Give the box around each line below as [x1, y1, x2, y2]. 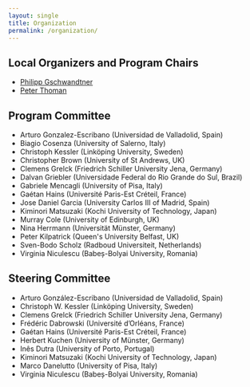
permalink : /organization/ [8, 26, 98, 34]
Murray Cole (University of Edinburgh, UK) [19, 215, 160, 224]
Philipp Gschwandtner [19, 77, 93, 87]
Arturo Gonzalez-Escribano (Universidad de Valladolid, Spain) [19, 130, 224, 140]
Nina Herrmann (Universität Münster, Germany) [19, 223, 176, 232]
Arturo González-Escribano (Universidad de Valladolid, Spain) [19, 293, 224, 302]
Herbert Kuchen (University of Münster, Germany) [19, 335, 185, 345]
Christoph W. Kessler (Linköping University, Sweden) [19, 301, 194, 311]
